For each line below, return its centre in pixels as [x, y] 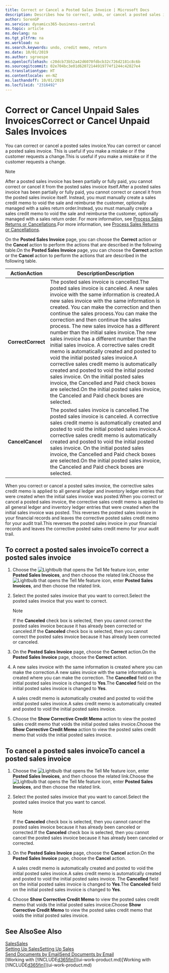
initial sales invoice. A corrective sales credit [102, 345]
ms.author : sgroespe [27, 57]
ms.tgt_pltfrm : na [24, 38]
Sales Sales [17, 943]
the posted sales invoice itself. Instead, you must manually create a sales [80, 197]
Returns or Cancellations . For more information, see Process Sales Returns [82, 224]
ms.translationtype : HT [30, 71]
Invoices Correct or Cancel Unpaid [77, 120]
